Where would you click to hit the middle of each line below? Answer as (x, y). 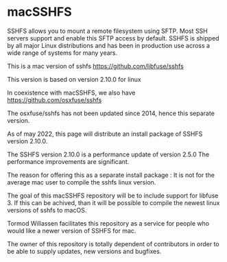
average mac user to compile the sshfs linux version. (82, 182)
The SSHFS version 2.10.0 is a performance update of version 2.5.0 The (108, 154)
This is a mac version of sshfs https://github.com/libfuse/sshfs (95, 66)
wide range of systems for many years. (62, 53)
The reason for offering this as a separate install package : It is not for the (111, 175)
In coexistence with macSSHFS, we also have (71, 93)
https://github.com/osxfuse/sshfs (55, 99)
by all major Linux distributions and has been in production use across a (109, 45)
